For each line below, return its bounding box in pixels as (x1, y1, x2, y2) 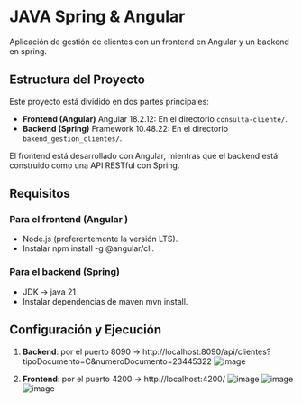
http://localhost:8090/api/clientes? (142, 346, 271, 357)
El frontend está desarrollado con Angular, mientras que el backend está (9, 150, 278, 161)
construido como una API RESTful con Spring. (9, 160, 180, 171)
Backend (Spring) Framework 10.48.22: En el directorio (22, 123, 228, 134)
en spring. (9, 45, 48, 56)
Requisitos (9, 186, 70, 201)
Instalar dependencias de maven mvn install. (22, 295, 188, 306)
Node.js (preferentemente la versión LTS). (22, 233, 178, 245)
